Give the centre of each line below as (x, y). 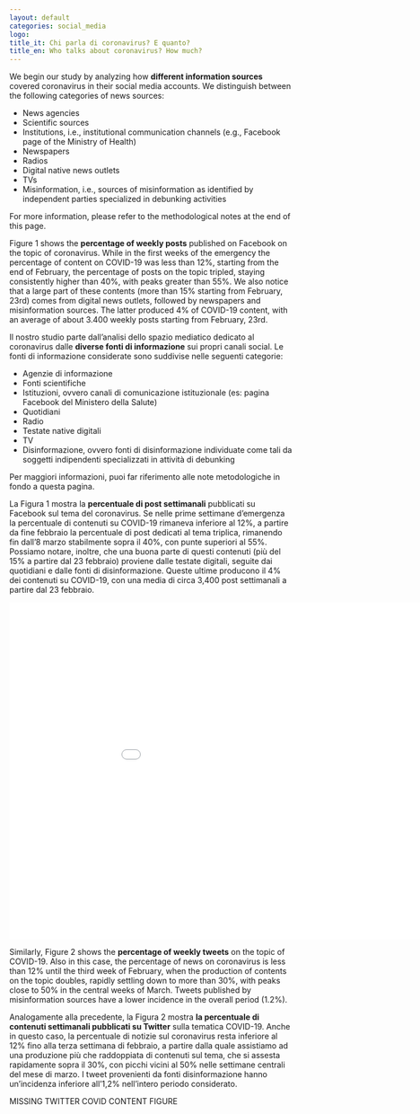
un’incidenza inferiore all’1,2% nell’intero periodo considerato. (123, 1084)
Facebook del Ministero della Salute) (90, 402)
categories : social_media (57, 26)
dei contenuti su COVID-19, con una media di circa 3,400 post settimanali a (148, 580)
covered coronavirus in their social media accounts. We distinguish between (150, 86)
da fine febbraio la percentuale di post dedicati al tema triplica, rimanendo (146, 533)
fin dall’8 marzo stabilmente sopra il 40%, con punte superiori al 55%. (138, 542)
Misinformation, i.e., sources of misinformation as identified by (138, 190)
